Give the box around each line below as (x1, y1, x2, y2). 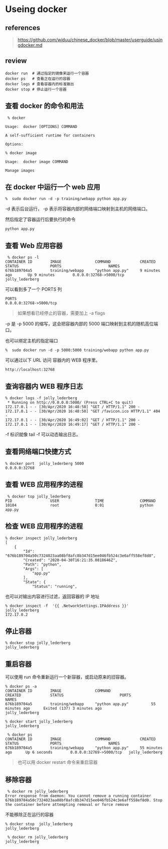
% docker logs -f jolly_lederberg (5, 396, 78, 401)
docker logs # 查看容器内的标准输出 (5, 81, 74, 86)
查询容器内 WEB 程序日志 (5, 382, 83, 391)
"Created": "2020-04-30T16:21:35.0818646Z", (23, 558, 118, 563)
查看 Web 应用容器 (5, 241, 63, 250)
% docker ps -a (5, 684, 37, 689)
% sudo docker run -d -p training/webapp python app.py (5, 197, 127, 202)
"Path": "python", (23, 562, 62, 567)
